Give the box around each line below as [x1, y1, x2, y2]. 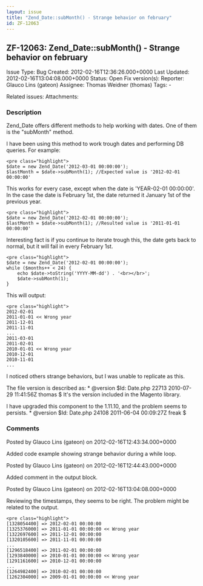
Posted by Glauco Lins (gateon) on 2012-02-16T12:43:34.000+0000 [6, 438, 177, 446]
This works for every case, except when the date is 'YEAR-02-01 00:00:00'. [6, 185, 195, 192]
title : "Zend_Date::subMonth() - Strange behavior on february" [6, 15, 172, 21]
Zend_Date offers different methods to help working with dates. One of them [6, 122, 197, 129]
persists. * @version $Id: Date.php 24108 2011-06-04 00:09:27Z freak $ [6, 409, 187, 416]
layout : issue [6, 9, 42, 15]
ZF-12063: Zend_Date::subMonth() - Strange [6, 43, 180, 53]
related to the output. [6, 503, 59, 511]
